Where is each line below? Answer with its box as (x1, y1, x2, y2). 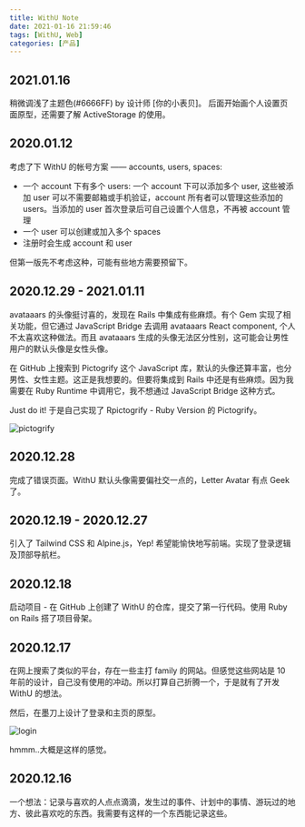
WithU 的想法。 (9, 688, 67, 699)
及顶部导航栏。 (9, 550, 65, 560)
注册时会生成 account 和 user (22, 237, 133, 248)
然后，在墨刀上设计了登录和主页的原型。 (9, 707, 161, 718)
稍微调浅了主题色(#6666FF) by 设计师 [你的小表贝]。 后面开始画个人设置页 (9, 97, 289, 109)
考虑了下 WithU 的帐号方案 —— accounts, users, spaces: (9, 161, 222, 172)
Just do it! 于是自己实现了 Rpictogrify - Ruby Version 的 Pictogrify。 (9, 404, 262, 415)
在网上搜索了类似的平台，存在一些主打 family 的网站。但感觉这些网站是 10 (9, 665, 286, 676)
